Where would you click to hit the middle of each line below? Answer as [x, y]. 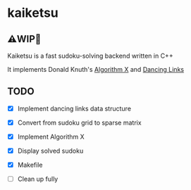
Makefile [30, 165]
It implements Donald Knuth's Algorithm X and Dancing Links [96, 69]
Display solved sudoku [50, 151]
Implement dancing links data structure [74, 108]
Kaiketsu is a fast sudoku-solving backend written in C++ [91, 56]
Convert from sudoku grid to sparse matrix [80, 122]
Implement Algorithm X [51, 137]
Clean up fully [38, 179]
